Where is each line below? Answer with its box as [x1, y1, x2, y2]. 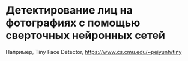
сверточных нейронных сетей [5, 29, 166, 42]
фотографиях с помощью [5, 16, 141, 30]
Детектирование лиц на [5, 4, 133, 17]
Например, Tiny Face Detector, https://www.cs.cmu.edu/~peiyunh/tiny [5, 48, 182, 55]
